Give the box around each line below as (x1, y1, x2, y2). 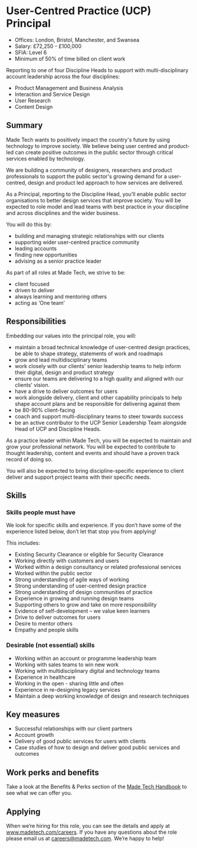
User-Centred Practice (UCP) (6, 4, 152, 18)
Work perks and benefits (6, 768, 99, 778)
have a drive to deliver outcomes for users (14, 388, 118, 395)
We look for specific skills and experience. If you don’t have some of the (6, 522, 182, 529)
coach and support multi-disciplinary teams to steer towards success (14, 412, 184, 420)
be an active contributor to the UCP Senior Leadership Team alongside (14, 419, 187, 426)
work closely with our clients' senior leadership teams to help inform (14, 362, 181, 369)
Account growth (14, 731, 54, 739)
